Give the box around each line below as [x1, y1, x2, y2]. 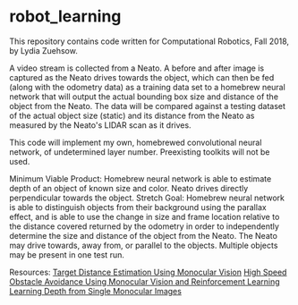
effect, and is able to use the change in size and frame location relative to [9, 211, 280, 222]
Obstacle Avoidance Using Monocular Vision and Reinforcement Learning [9, 275, 280, 287]
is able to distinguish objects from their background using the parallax [9, 201, 267, 212]
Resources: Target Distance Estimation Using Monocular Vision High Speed [9, 267, 287, 277]
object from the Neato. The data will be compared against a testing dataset [9, 100, 286, 111]
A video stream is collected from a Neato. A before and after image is [9, 63, 265, 73]
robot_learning [9, 6, 122, 27]
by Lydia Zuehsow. [9, 45, 78, 55]
